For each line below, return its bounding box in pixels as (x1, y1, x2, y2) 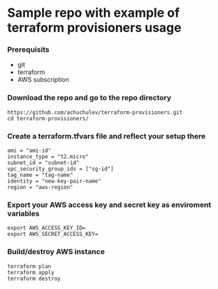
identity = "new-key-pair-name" (7, 178, 101, 185)
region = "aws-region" (7, 184, 73, 191)
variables (7, 209, 40, 218)
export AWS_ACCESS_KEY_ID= (7, 225, 86, 232)
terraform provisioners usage (7, 20, 182, 36)
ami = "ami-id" (7, 147, 52, 155)
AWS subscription (17, 76, 70, 84)
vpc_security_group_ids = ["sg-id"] (7, 166, 114, 173)
